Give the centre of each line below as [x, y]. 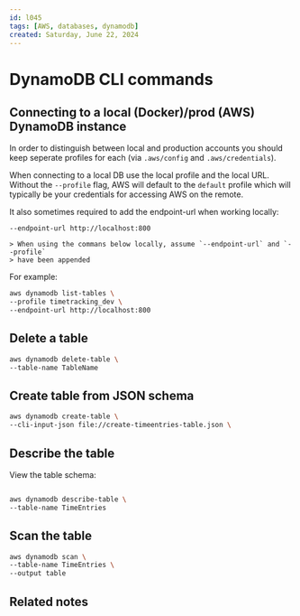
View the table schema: [53, 474]
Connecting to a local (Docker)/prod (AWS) [132, 112]
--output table [38, 574]
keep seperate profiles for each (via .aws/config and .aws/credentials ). [143, 158]
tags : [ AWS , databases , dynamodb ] [74, 26]
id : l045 [26, 18]
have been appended [54, 260]
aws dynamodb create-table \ [64, 416]
